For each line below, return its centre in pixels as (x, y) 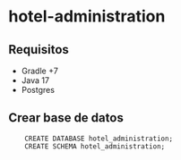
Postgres (38, 90)
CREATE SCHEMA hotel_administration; (95, 146)
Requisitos (39, 50)
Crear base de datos (66, 118)
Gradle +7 (40, 71)
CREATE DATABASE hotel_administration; (99, 139)
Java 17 (35, 80)
